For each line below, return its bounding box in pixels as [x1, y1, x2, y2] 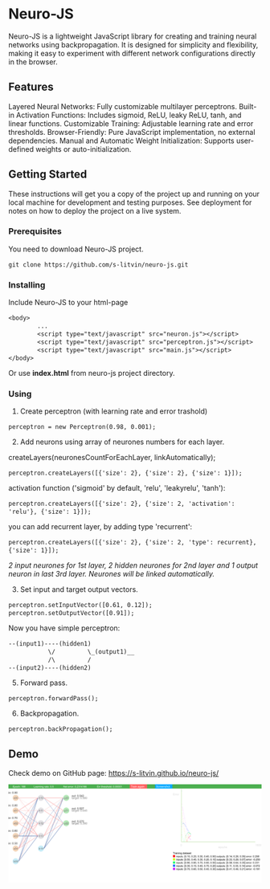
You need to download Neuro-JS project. [8, 244, 144, 254]
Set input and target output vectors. [19, 585, 138, 594]
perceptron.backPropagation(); [8, 725, 113, 733]
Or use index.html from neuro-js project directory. [8, 369, 175, 378]
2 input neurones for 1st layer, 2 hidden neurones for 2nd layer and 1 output [8, 561, 259, 570]
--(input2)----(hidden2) [8, 664, 92, 672]
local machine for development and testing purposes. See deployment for [8, 198, 252, 207]
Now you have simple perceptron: [8, 623, 121, 633]
